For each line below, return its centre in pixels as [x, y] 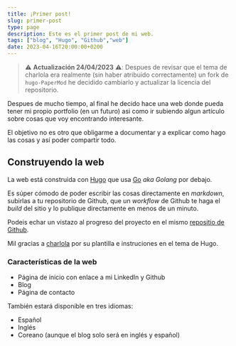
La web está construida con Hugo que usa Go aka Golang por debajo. [110, 179]
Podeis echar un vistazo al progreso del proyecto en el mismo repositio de [116, 222]
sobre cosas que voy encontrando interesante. [76, 119]
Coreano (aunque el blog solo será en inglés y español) [98, 335]
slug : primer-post [34, 21]
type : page [23, 27]
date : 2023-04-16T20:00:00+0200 [55, 47]
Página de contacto [46, 293]
